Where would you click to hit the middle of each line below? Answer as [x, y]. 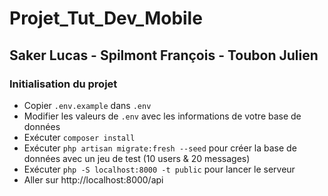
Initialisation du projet [63, 84]
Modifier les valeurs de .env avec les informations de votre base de [162, 116]
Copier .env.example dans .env [87, 105]
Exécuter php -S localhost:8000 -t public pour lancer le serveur [159, 169]
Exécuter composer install [79, 137]
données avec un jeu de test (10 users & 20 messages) [137, 158]
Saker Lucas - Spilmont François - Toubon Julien [164, 55]
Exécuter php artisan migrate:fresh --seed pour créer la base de [160, 148]
